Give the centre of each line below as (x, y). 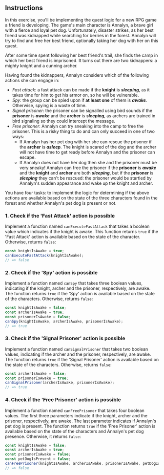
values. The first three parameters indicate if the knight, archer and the (76, 415)
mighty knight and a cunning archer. (41, 65)
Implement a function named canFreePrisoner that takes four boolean (75, 410)
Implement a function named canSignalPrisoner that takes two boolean (77, 349)
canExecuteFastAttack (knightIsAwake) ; (44, 255)
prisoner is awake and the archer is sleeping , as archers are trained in (84, 116)
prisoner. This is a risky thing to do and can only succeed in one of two (83, 131)
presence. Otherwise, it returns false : (43, 436)
